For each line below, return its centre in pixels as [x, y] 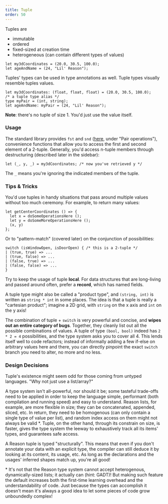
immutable [23, 39]
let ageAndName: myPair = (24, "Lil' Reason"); [56, 105]
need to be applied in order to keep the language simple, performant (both [82, 397]
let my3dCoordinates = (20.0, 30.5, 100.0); [52, 64]
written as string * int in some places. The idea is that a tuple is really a [81, 300]
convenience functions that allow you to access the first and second [76, 144]
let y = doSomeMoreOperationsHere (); [50, 221]
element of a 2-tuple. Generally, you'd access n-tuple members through [79, 149]
